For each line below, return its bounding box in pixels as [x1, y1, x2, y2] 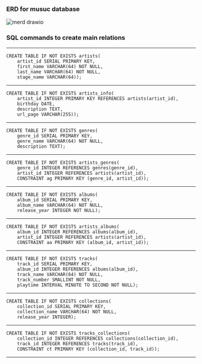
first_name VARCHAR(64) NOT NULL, [17, 63, 103, 69]
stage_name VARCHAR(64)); [17, 74, 82, 80]
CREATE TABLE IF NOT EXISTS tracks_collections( [6, 330, 130, 336]
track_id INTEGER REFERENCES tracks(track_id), [17, 340, 138, 347]
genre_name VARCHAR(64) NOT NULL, [17, 138, 103, 144]
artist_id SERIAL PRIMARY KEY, [17, 58, 96, 64]
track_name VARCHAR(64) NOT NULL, [17, 271, 103, 277]
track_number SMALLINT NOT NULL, [17, 277, 101, 283]
